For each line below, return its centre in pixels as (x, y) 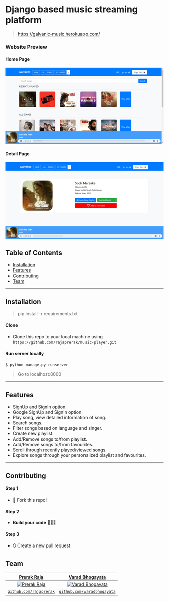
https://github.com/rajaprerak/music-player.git (64, 342)
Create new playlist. (33, 434)
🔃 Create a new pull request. (42, 545)
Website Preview (26, 47)
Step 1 (12, 488)
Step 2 (12, 511)
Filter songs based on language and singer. (57, 428)
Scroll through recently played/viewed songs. (59, 450)
